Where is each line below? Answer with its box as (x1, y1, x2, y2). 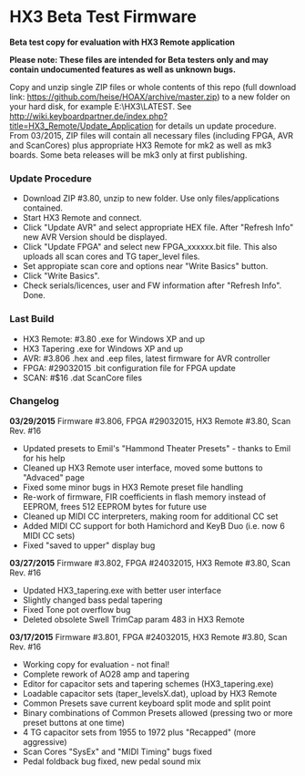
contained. (22, 202, 64, 213)
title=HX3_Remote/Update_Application (9, 120, 154, 131)
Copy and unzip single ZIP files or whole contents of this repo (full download (9, 81, 297, 92)
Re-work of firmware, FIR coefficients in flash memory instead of (22, 491, 267, 502)
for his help (22, 452, 66, 463)
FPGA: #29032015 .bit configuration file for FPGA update (22, 362, 237, 373)
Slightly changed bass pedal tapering (22, 595, 163, 605)
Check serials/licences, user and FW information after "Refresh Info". (22, 280, 282, 291)
